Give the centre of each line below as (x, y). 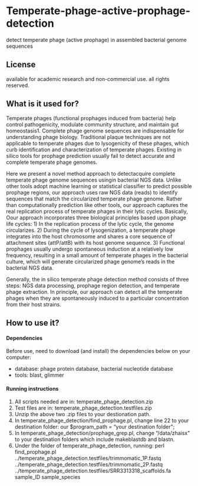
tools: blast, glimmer (39, 375)
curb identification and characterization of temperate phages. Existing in (94, 150)
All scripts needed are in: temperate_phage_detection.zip (84, 402)
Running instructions (32, 388)
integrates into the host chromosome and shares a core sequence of (89, 236)
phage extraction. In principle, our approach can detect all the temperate (94, 291)
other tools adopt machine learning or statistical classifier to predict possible (99, 186)
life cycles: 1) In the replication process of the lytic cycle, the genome (90, 223)
